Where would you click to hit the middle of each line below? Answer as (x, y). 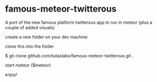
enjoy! (11, 74)
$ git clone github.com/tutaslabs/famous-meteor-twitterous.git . (69, 56)
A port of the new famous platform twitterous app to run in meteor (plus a (79, 22)
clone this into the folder (29, 46)
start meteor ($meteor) (28, 65)
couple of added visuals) (30, 27)
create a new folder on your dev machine (46, 37)
